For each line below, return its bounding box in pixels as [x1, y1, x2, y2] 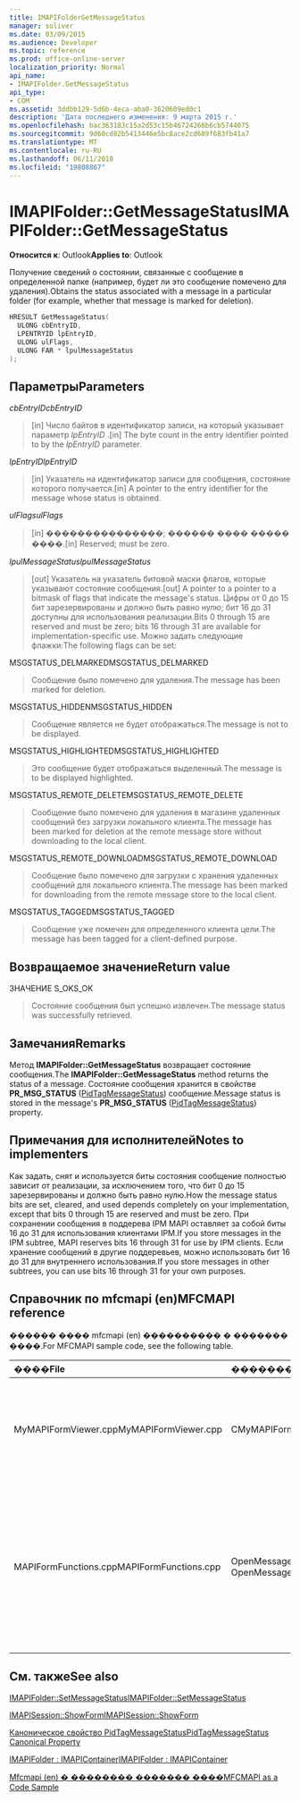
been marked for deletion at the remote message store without [30, 826, 262, 837]
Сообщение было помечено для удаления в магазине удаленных [30, 807, 281, 818]
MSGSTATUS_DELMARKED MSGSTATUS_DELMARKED [9, 658, 209, 669]
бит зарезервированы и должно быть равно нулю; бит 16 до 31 [30, 602, 271, 613]
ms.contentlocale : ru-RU [9, 146, 102, 155]
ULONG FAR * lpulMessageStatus [17, 346, 134, 355]
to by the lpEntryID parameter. [30, 439, 143, 450]
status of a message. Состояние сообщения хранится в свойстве [9, 1079, 256, 1089]
